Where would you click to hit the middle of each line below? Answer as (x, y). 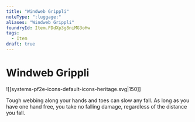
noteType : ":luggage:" (34, 17)
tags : (13, 33)
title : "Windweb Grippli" (37, 11)
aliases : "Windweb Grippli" (40, 22)
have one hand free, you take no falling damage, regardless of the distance (97, 106)
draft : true (20, 44)
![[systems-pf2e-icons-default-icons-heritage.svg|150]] (74, 89)
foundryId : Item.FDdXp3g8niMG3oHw (48, 28)
